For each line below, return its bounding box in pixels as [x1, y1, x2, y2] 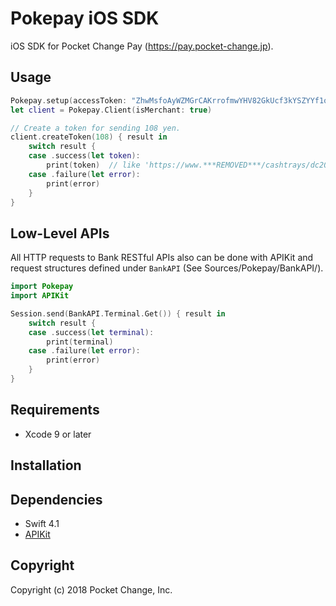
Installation [10, 457, 82, 474]
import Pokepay [10, 282, 74, 292]
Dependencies [10, 491, 103, 508]
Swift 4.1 [24, 517, 60, 529]
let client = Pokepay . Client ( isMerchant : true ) [10, 105, 213, 115]
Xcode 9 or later [24, 428, 92, 440]
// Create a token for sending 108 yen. [10, 123, 182, 133]
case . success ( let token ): [28, 151, 141, 161]
